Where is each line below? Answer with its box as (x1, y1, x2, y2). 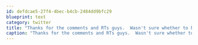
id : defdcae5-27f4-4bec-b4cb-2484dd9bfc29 (6, 8, 112, 15)
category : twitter (6, 19, 51, 25)
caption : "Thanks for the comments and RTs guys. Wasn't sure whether (6, 30, 186, 36)
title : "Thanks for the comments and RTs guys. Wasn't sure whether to (6, 25, 189, 31)
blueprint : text (6, 14, 46, 20)
